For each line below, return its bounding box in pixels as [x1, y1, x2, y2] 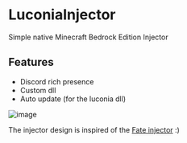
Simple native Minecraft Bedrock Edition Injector [8, 32, 168, 42]
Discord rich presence [19, 76, 94, 86]
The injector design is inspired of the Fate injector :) [8, 125, 180, 134]
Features [8, 55, 54, 69]
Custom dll [19, 85, 56, 95]
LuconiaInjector [8, 6, 116, 24]
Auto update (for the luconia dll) [19, 94, 127, 104]
